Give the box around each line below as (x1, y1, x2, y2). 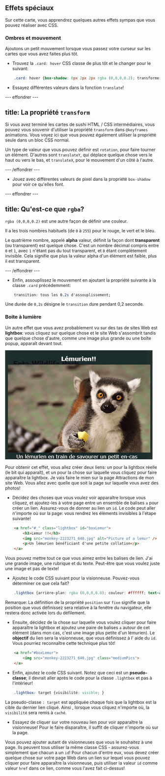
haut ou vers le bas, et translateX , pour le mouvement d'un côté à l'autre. (5, 157, 154, 163)
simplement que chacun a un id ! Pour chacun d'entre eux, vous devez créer (5, 749, 159, 755)
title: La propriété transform (5, 108, 90, 117)
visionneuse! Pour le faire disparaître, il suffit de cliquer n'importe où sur (12, 724, 159, 730)
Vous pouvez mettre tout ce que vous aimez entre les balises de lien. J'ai (5, 555, 153, 561)
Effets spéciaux (5, 4, 54, 12)
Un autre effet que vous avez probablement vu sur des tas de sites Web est (5, 324, 158, 331)
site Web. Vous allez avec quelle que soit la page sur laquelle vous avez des (5, 480, 159, 486)
